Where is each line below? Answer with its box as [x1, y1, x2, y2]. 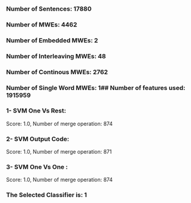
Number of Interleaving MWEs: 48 [6, 52, 106, 60]
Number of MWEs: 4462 [6, 20, 78, 28]
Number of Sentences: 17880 [6, 5, 92, 13]
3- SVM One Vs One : [6, 163, 68, 171]
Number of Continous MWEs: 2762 [6, 68, 108, 76]
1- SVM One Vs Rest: [6, 107, 67, 115]
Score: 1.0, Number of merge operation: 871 [6, 148, 112, 155]
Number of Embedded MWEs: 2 [6, 36, 98, 44]
